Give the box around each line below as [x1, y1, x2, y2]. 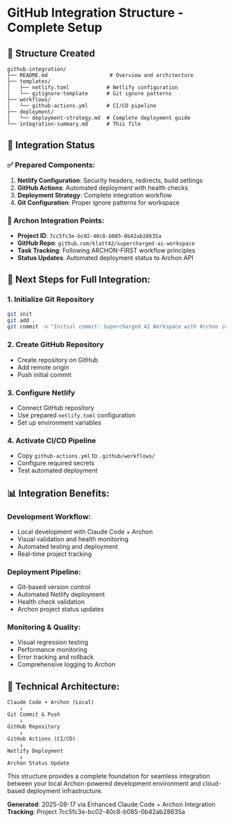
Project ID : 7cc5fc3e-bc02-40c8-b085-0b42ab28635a [17, 231, 162, 239]
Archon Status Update [7, 760, 70, 767]
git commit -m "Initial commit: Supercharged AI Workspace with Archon [7, 323, 218, 330]
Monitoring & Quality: [7, 623, 81, 632]
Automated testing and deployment [17, 542, 119, 550]
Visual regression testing [17, 638, 89, 646]
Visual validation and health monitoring [17, 534, 129, 543]
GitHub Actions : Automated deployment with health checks [17, 183, 189, 192]
